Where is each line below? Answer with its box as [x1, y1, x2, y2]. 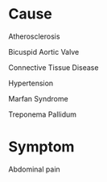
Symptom [8, 138, 75, 156]
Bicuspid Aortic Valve [8, 47, 80, 56]
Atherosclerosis [8, 31, 60, 41]
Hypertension [8, 78, 54, 88]
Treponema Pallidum [8, 110, 76, 119]
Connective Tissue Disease [8, 62, 99, 72]
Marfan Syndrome [8, 93, 68, 103]
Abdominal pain [8, 164, 60, 174]
